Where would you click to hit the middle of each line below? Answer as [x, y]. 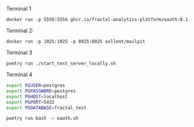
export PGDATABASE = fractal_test [46, 108]
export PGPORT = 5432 [30, 102]
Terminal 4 [19, 75]
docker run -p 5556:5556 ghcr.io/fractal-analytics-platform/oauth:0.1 [97, 20]
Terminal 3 [19, 52]
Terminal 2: [20, 30]
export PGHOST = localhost [37, 97]
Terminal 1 [19, 9]
